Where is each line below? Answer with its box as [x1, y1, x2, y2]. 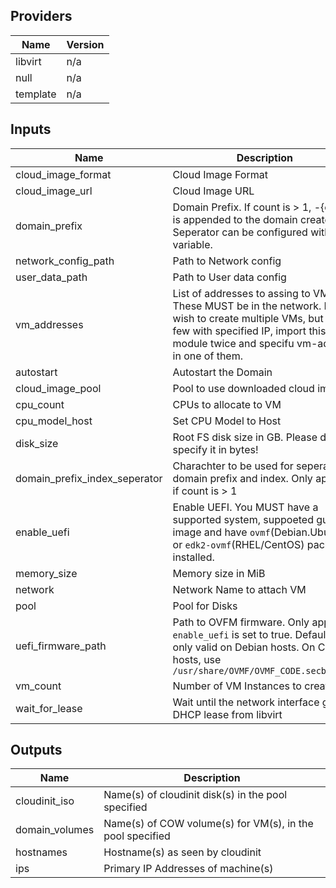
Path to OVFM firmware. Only [172, 615, 310, 629]
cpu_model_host [15, 414, 93, 428]
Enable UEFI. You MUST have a [172, 500, 319, 514]
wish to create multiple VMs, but [172, 311, 324, 325]
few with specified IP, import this [172, 324, 327, 338]
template [15, 87, 57, 101]
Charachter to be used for [172, 459, 294, 473]
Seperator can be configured [172, 225, 308, 239]
